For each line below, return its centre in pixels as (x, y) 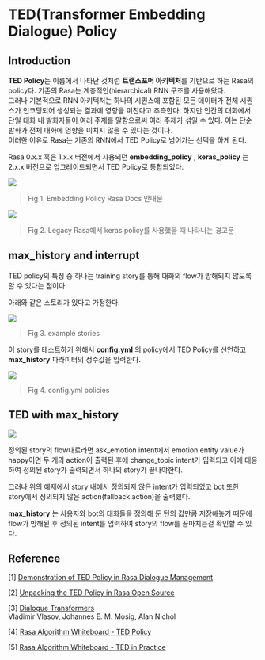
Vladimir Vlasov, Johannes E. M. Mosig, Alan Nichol (92, 616)
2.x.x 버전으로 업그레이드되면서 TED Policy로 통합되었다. (96, 167)
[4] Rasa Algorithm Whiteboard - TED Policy (80, 632)
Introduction (40, 61)
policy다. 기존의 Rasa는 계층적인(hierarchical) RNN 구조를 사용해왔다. (117, 90)
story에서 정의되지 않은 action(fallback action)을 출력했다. (99, 496)
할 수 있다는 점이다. (38, 285)
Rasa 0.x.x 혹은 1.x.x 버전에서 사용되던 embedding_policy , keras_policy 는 (129, 157)
